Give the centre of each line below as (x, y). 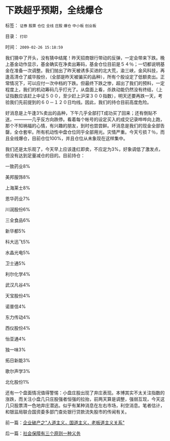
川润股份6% (18, 209)
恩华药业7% (18, 198)
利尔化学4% (18, 274)
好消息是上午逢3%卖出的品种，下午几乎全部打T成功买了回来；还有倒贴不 (81, 113)
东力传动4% (18, 317)
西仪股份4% (18, 328)
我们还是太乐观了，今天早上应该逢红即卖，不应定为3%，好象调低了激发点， (84, 149)
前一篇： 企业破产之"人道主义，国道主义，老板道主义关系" (65, 422)
